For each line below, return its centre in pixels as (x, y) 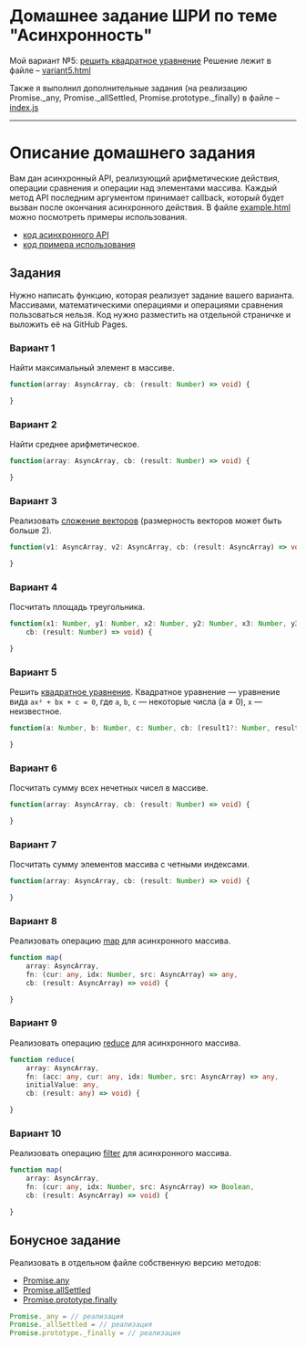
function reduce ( (42, 1059)
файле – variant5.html (50, 70)
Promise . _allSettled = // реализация (81, 1325)
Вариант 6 (33, 768)
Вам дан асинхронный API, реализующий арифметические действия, (145, 178)
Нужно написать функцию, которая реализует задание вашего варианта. (152, 295)
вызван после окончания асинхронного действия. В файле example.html (150, 207)
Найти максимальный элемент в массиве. (92, 367)
